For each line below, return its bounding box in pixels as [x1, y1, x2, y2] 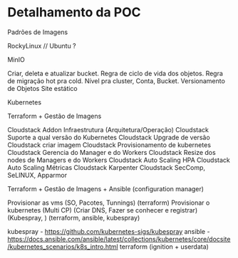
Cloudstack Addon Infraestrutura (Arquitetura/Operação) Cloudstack [7, 125, 209, 134]
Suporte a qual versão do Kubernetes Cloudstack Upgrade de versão [7, 133, 210, 141]
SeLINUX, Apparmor [7, 171, 68, 179]
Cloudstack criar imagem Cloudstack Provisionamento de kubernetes [7, 140, 212, 149]
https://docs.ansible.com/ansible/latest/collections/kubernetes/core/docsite [7, 235, 231, 243]
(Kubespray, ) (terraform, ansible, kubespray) [7, 213, 140, 222]
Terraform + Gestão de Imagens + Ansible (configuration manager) [7, 184, 205, 193]
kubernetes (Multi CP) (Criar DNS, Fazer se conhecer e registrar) [7, 205, 198, 214]
